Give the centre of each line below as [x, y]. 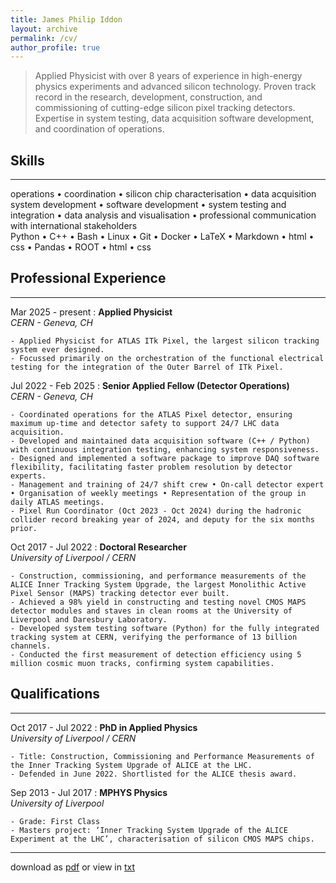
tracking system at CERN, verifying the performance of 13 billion [154, 637]
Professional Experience [88, 278]
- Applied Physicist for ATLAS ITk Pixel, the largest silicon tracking [165, 341]
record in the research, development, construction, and [148, 97]
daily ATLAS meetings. [57, 502]
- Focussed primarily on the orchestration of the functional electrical [167, 358]
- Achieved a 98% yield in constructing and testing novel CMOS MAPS [158, 602]
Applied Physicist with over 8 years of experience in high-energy [168, 76]
